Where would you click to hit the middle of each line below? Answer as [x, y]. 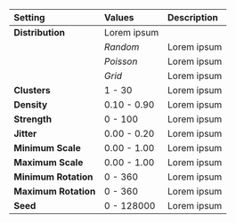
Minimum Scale [48, 148]
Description [193, 17]
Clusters [32, 90]
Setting [29, 17]
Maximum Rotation [55, 191]
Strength [33, 119]
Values [119, 17]
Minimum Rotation [53, 177]
